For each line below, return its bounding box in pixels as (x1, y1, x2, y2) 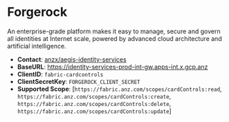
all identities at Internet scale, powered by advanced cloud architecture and (7, 34, 223, 42)
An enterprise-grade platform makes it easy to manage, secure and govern (7, 27, 221, 35)
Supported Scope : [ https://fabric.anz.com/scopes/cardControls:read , (17, 85, 223, 93)
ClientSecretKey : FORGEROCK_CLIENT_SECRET (17, 77, 140, 85)
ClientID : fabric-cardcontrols (17, 70, 104, 78)
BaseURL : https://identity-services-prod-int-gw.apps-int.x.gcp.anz (17, 62, 208, 71)
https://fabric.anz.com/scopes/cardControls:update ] (17, 107, 172, 115)
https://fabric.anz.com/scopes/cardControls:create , (17, 91, 172, 101)
